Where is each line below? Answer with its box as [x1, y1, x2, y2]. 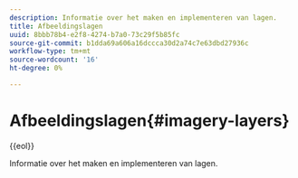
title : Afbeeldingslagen [9, 22, 103, 31]
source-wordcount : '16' [9, 55, 100, 64]
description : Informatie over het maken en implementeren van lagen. [9, 13, 278, 23]
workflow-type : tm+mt [9, 47, 91, 56]
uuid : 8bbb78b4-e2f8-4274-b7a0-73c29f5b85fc [9, 30, 180, 39]
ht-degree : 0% [9, 64, 63, 73]
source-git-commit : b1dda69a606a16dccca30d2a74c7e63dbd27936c [9, 38, 249, 48]
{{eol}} [9, 140, 34, 151]
